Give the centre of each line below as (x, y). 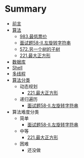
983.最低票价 (33, 36)
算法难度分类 (25, 112)
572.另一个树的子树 (40, 49)
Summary (26, 9)
